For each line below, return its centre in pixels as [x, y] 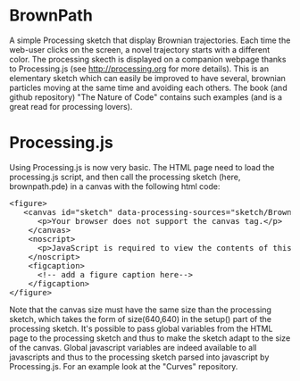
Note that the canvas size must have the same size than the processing [141, 310]
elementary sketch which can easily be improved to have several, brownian [147, 78]
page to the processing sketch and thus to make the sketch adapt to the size [150, 338]
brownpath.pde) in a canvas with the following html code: [115, 186]
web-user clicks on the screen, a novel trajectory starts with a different [140, 49]
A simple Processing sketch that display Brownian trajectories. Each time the [150, 40]
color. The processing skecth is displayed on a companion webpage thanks [148, 59]
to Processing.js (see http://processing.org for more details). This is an [139, 69]
